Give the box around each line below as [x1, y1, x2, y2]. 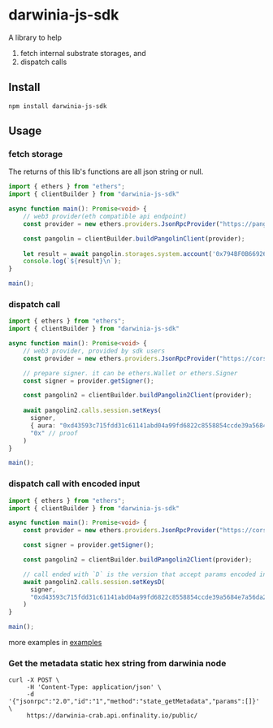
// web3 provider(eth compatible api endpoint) [23, 213, 187, 221]
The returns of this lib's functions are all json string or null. [8, 167, 204, 176]
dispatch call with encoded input [8, 478, 141, 489]
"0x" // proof [29, 429, 79, 437]
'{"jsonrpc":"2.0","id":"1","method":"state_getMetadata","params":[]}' [8, 697, 260, 706]
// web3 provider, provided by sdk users [23, 347, 165, 355]
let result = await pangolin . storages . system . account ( [23, 249, 213, 258]
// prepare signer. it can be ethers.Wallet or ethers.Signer [23, 369, 238, 377]
